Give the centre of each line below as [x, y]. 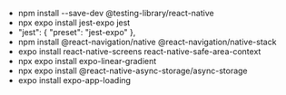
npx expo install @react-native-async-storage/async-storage [133, 71]
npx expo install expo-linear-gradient [87, 61]
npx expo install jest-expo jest [74, 23]
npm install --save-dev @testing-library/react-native [116, 13]
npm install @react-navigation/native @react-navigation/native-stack [147, 42]
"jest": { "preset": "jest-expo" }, [77, 32]
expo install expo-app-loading [74, 80]
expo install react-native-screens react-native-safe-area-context [139, 52]
